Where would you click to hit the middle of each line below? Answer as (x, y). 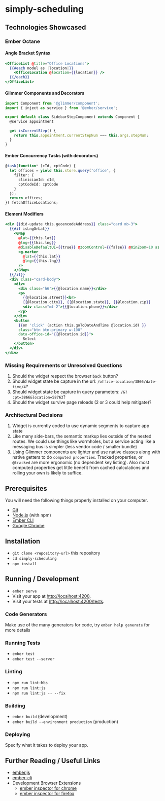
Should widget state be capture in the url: (54, 381)
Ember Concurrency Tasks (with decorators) (52, 155)
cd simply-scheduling (34, 559)
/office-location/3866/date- (127, 382)
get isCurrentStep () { (33, 131)
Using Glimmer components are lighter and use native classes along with (86, 452)
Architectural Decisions (34, 415)
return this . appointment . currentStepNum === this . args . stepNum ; (81, 135)
